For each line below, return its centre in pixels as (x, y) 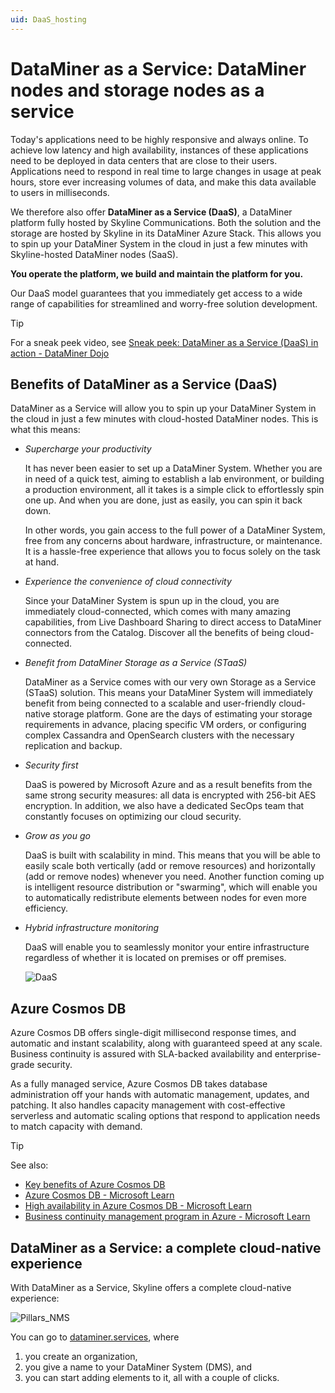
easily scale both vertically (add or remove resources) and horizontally (170, 866)
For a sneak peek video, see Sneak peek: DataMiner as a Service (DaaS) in (164, 342)
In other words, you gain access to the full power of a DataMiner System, (175, 530)
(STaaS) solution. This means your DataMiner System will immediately (168, 693)
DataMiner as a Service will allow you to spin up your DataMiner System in (163, 408)
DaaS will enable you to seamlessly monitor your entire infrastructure (167, 947)
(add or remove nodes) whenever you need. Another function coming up (174, 877)
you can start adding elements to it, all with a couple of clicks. (152, 1377)
